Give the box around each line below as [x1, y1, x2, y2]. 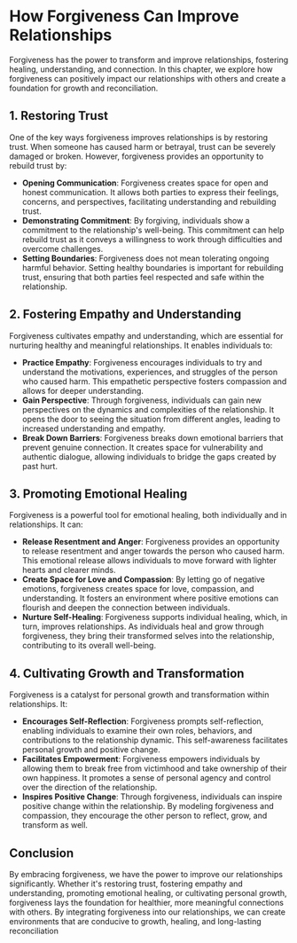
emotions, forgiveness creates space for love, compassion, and [21, 584, 254, 594]
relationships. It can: [9, 519, 83, 530]
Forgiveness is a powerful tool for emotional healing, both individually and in [9, 510, 287, 521]
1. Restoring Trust [9, 108, 109, 123]
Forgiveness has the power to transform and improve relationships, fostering [9, 54, 289, 65]
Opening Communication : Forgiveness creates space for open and [21, 177, 269, 188]
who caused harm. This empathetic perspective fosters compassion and [21, 375, 287, 387]
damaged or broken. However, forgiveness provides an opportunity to [9, 151, 264, 161]
